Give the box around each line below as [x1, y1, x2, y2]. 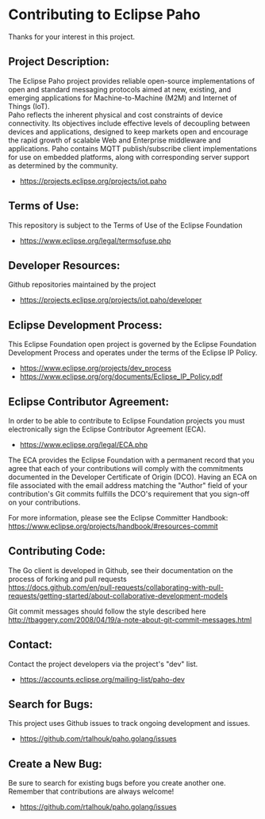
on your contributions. [8, 497, 81, 507]
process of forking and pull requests [8, 574, 127, 583]
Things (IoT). [8, 101, 50, 111]
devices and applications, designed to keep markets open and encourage [8, 127, 248, 136]
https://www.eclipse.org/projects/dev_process [19, 364, 172, 373]
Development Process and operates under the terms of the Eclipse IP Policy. [8, 348, 258, 357]
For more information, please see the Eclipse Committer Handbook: [8, 513, 229, 522]
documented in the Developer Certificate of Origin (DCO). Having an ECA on [8, 472, 258, 482]
